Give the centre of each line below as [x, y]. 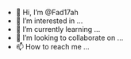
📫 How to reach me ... [52, 47]
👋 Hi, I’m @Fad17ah [47, 12]
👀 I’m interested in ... [49, 21]
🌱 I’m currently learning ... [58, 29]
